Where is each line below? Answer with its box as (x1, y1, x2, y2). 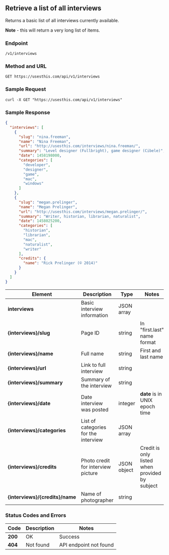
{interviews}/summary (8, 379, 63, 386)
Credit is (140, 444, 160, 451)
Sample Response (5, 109, 50, 116)
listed (140, 457, 153, 464)
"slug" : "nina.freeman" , (18, 134, 71, 139)
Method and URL (5, 63, 47, 70)
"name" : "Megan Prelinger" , (18, 204, 78, 209)
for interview (81, 463, 111, 470)
